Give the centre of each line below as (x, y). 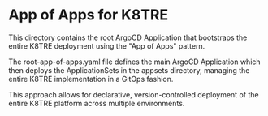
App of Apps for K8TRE (89, 15)
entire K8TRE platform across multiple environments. (97, 103)
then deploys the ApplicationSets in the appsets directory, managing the (129, 70)
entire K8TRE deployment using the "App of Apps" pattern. (107, 45)
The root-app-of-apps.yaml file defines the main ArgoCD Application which (135, 62)
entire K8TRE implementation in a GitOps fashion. (91, 79)
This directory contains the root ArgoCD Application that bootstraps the (128, 37)
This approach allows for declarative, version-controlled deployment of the (134, 94)
